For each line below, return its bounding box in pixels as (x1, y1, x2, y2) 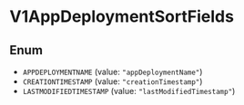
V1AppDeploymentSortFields (9, 6, 235, 27)
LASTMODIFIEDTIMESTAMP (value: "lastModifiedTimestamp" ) (22, 86, 236, 96)
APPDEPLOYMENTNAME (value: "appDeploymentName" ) (22, 66, 203, 77)
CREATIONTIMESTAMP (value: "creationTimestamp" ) (22, 76, 203, 87)
